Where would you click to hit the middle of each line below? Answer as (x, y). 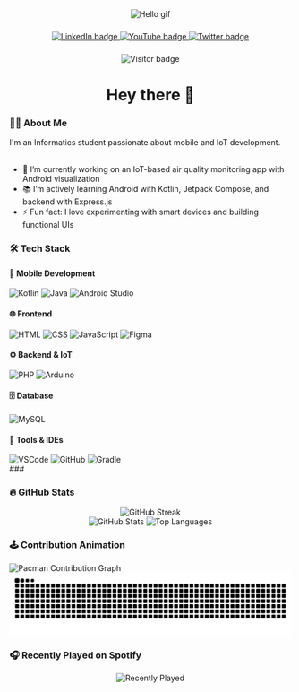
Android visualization (61, 179)
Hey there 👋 (150, 95)
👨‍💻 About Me (38, 123)
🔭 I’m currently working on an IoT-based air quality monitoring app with (153, 169)
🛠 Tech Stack (40, 248)
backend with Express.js (67, 202)
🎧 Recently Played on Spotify (75, 655)
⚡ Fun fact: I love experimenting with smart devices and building (141, 212)
